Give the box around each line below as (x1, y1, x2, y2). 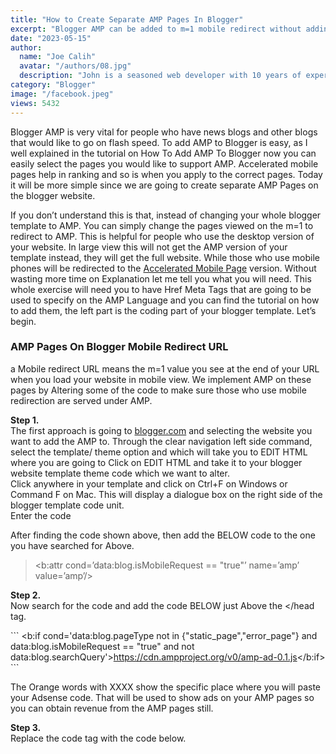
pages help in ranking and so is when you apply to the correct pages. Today (10, 168, 323, 180)
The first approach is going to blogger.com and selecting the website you (10, 424, 313, 436)
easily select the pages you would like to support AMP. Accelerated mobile (10, 157, 319, 170)
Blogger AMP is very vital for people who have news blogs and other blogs (10, 126, 318, 138)
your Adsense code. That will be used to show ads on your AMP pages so (10, 691, 315, 703)
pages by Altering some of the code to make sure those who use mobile (10, 384, 307, 396)
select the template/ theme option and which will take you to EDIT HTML (10, 446, 308, 458)
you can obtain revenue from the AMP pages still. (10, 702, 214, 714)
